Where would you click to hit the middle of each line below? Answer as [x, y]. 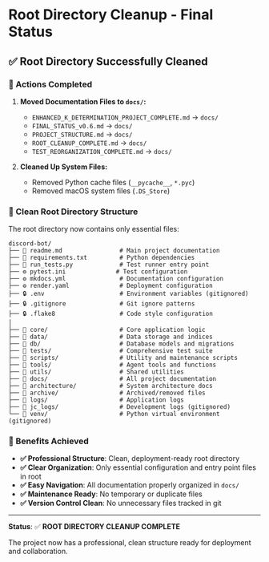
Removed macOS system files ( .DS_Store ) [101, 191]
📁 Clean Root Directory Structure [73, 212]
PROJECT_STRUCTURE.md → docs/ [82, 134]
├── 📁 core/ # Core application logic [107, 330]
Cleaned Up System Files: [64, 167]
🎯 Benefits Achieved [49, 441]
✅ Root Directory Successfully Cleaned [108, 61]
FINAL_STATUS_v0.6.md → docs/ [82, 125]
